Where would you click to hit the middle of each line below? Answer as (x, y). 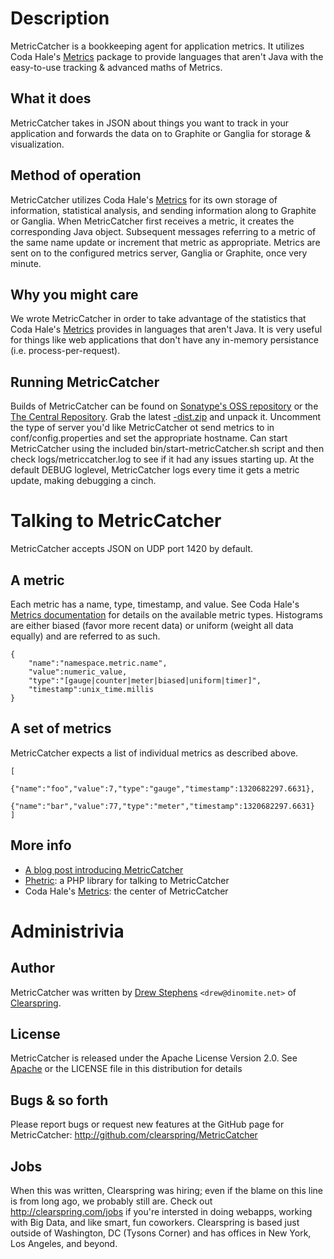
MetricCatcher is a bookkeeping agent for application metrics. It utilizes (157, 46)
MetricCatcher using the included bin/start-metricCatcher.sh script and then (167, 449)
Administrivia (67, 931)
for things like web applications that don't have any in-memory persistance (164, 340)
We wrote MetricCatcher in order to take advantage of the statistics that (158, 319)
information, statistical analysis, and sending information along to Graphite (163, 210)
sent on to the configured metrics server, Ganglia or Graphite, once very (159, 253)
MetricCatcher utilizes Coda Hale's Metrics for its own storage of (144, 199)
